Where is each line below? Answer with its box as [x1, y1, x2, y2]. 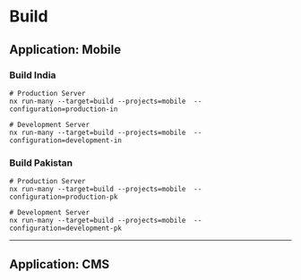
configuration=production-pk [9, 192, 118, 202]
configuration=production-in [9, 105, 118, 114]
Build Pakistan [9, 157, 73, 169]
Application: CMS [9, 257, 110, 272]
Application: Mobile [9, 42, 122, 57]
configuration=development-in [9, 136, 123, 145]
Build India [9, 69, 56, 81]
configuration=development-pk [9, 224, 123, 233]
